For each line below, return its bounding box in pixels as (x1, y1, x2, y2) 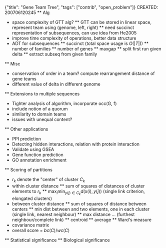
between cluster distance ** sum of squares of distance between (11, 200, 147, 206)
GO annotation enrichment (11, 157, 67, 163)
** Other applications (4, 126, 48, 132)
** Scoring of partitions (4, 167, 53, 172)
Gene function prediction (11, 152, 63, 157)
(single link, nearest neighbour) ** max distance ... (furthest (11, 211, 135, 217)
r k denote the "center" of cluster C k (11, 176, 85, 183)
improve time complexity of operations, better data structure (11, 35, 136, 41)
